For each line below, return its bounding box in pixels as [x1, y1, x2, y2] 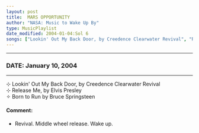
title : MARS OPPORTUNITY [6, 14, 70, 20]
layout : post [6, 8, 38, 15]
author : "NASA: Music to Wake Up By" [6, 20, 99, 26]
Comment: [6, 106, 33, 113]
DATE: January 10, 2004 [6, 61, 78, 69]
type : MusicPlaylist [6, 25, 57, 31]
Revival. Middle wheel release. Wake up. [14, 120, 114, 127]
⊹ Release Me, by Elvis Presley [6, 87, 82, 94]
